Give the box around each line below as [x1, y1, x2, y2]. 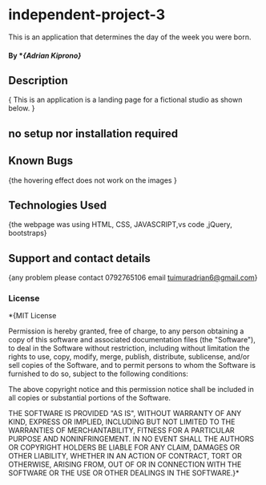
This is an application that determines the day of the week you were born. [8, 32, 252, 42]
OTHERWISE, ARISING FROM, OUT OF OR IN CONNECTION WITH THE [8, 459, 242, 470]
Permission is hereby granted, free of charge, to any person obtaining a [8, 326, 244, 336]
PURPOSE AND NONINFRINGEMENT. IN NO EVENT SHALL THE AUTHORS [8, 434, 255, 444]
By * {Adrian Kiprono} [8, 51, 82, 60]
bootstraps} [8, 228, 47, 238]
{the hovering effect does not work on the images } [8, 175, 178, 185]
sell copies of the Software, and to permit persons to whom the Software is [8, 361, 256, 370]
